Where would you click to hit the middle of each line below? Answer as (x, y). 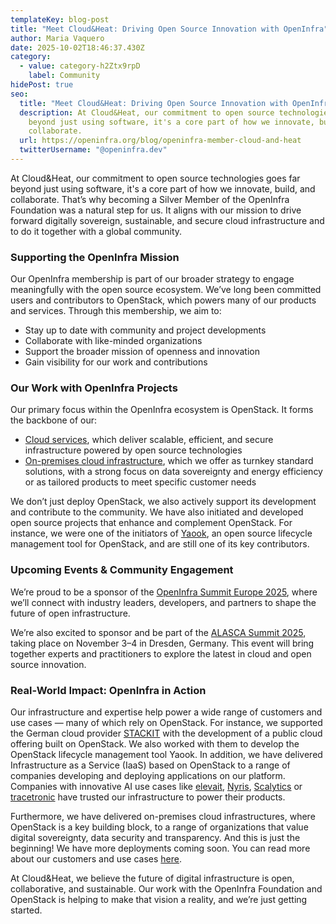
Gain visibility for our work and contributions (116, 362)
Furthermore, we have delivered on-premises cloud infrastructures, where (163, 817)
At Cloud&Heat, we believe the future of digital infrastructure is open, (152, 878)
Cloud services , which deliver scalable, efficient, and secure (149, 440)
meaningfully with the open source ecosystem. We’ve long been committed (166, 290)
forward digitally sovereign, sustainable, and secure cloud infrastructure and (167, 220)
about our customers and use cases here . (96, 859)
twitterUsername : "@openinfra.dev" (93, 150)
